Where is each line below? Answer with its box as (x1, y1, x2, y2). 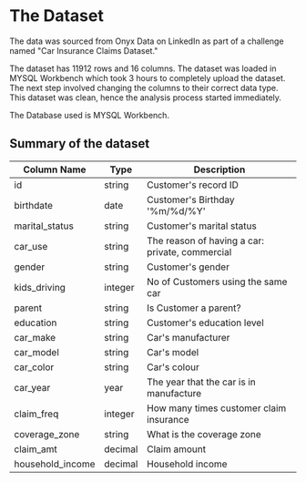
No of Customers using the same (147, 275, 288, 288)
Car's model (147, 345, 199, 358)
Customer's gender (147, 261, 230, 273)
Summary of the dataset (9, 136, 150, 151)
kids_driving (14, 281, 66, 293)
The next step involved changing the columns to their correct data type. (9, 82, 280, 93)
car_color (14, 361, 55, 374)
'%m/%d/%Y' (147, 204, 207, 217)
